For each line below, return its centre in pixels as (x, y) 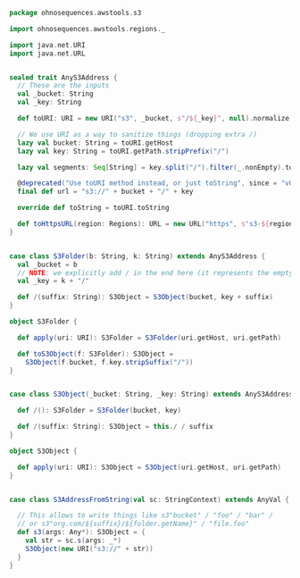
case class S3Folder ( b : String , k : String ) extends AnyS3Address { (137, 256)
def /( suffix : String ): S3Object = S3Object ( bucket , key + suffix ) (146, 297)
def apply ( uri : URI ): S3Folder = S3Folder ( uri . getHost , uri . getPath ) (150, 338)
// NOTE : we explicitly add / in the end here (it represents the (143, 272)
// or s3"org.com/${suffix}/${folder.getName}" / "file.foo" (133, 524)
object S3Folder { (43, 322)
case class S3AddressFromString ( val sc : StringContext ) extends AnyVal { (150, 499)
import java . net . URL (48, 54)
